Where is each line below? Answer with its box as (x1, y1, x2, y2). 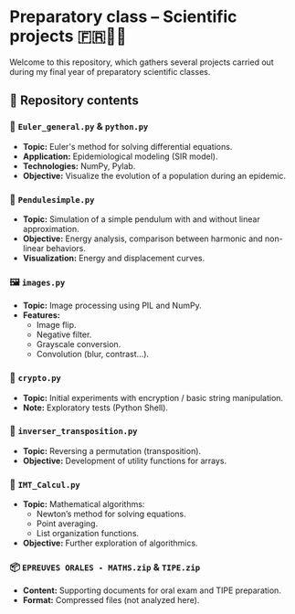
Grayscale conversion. (36, 339, 121, 350)
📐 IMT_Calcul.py (9, 478, 80, 491)
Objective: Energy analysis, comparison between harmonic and (22, 233, 263, 244)
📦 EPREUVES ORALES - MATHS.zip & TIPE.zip (9, 561, 201, 574)
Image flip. (36, 320, 77, 331)
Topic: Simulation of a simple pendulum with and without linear (22, 213, 260, 225)
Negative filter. (36, 329, 92, 340)
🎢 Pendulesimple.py (9, 193, 95, 206)
